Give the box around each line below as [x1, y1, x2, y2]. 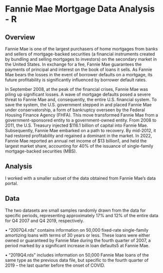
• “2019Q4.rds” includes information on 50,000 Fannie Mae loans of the [5, 252, 149, 258]
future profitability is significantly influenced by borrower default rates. [5, 77, 147, 83]
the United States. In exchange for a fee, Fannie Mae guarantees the [5, 62, 142, 67]
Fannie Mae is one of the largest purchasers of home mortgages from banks [5, 46, 158, 51]
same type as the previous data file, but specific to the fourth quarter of [5, 257, 149, 263]
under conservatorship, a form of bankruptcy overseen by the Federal [5, 107, 145, 113]
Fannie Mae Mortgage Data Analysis [5, 3, 155, 15]
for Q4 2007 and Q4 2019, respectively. [5, 218, 84, 223]
